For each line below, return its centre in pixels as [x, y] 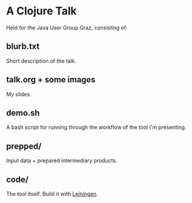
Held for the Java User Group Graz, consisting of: [67, 28]
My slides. [19, 94]
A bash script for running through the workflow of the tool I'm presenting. [96, 128]
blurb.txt [23, 46]
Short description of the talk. [41, 60]
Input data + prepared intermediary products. [62, 160]
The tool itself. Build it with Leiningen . [52, 194]
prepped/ [24, 146]
